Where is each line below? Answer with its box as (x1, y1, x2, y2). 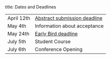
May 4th (7, 23, 27, 29)
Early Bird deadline (34, 31, 78, 37)
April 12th (7, 15, 31, 21)
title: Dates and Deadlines (5, 4, 57, 10)
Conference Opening (34, 46, 83, 52)
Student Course (34, 38, 71, 45)
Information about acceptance (34, 23, 104, 29)
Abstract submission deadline (34, 15, 103, 21)
